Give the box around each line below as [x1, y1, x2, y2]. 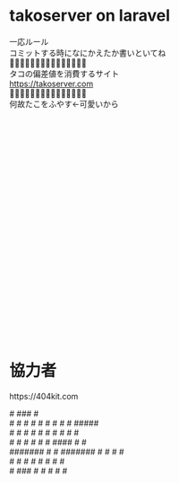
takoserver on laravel [9, 5, 171, 26]
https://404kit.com [9, 391, 79, 401]
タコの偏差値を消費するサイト [9, 68, 119, 79]
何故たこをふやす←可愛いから [9, 98, 119, 109]
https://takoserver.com [9, 78, 94, 89]
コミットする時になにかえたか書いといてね [9, 47, 166, 58]
